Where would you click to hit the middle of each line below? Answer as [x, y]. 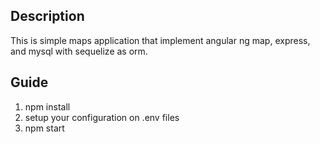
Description [47, 16]
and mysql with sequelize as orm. [79, 51]
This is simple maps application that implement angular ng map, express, [160, 40]
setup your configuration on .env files [102, 117]
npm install [47, 106]
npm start [44, 128]
